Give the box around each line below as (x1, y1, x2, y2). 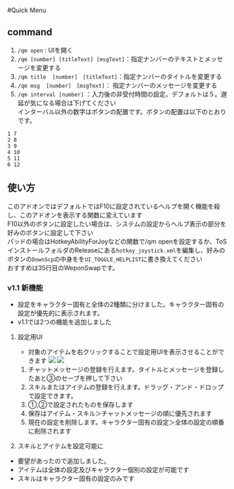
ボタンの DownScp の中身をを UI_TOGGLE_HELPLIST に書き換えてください (7, 255, 202, 263)
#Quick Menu (7, 6, 47, 14)
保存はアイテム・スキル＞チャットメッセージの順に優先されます (27, 409, 212, 417)
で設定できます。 (27, 391, 77, 400)
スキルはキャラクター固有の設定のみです (17, 474, 135, 483)
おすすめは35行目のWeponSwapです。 (7, 263, 119, 272)
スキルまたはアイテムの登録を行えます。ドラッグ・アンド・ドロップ (27, 383, 224, 391)
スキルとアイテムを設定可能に (17, 441, 104, 450)
